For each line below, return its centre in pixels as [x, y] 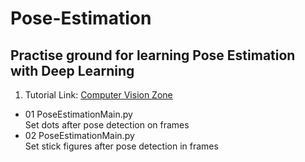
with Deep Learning [72, 70]
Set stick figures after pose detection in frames [121, 146]
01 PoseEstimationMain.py [78, 114]
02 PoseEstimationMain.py [79, 135]
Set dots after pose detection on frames [107, 125]
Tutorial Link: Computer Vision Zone [98, 95]
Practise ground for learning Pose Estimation [153, 55]
